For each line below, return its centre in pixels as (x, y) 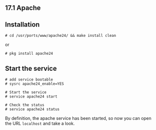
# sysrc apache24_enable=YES (35, 84)
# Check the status (25, 105)
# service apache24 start (31, 97)
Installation (22, 24)
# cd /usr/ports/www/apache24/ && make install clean (61, 36)
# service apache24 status (32, 109)
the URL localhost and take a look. (40, 124)
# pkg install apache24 (29, 54)
